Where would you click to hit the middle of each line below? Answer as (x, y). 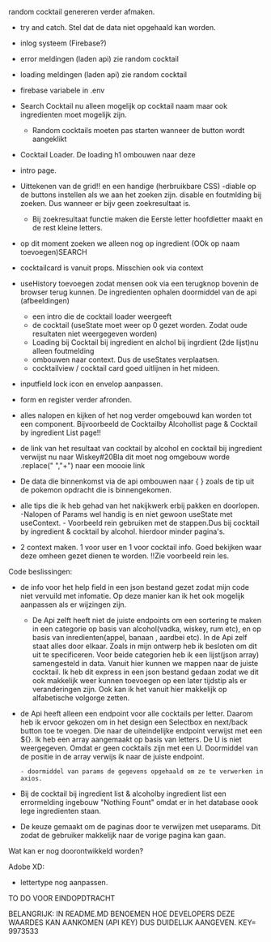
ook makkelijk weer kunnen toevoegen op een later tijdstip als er (139, 680)
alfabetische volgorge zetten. (81, 698)
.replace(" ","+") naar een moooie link (83, 465)
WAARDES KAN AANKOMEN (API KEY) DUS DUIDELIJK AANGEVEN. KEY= (132, 923)
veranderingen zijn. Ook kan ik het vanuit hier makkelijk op (129, 689)
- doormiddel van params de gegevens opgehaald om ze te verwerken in (142, 772)
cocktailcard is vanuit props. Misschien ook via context (112, 268)
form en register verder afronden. (76, 400)
